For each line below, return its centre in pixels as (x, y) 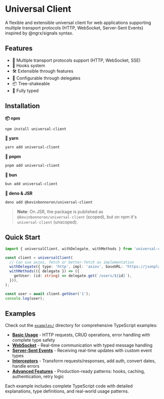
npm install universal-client (36, 129)
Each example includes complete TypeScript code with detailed (69, 386)
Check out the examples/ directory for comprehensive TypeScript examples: (81, 325)
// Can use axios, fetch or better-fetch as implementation (72, 262)
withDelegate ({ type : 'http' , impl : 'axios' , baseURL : (66, 267)
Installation (22, 106)
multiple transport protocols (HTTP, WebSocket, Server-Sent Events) (74, 27)
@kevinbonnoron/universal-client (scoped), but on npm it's (77, 217)
